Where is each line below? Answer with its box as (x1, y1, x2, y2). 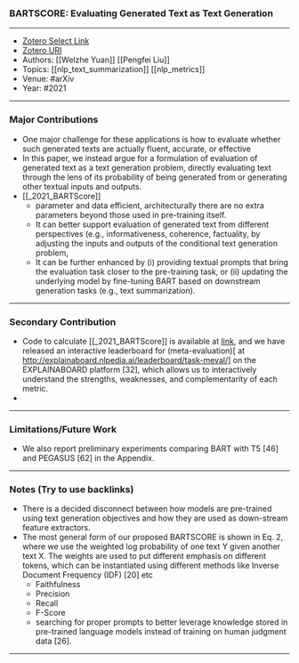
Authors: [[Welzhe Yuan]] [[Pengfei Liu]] (21, 54, 171, 65)
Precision (35, 588, 70, 599)
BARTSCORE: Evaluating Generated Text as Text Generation (9, 7, 274, 20)
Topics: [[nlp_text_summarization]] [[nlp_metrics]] (21, 64, 206, 75)
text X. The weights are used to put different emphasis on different (21, 551, 267, 562)
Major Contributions (9, 114, 99, 126)
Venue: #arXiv (21, 74, 75, 85)
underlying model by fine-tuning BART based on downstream (35, 275, 261, 287)
